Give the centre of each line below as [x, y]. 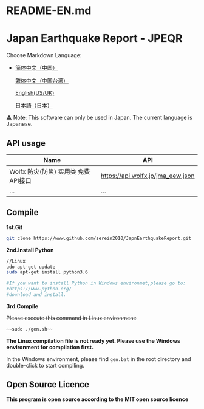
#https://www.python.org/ [39, 289]
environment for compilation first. [50, 347]
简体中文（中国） [36, 68]
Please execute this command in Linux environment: [71, 318]
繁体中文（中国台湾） [42, 81]
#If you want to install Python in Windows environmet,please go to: [96, 283]
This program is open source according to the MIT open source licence [97, 399]
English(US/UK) [35, 93]
